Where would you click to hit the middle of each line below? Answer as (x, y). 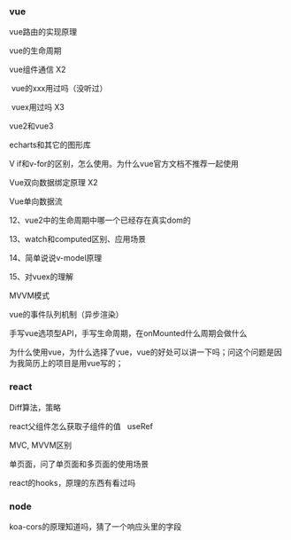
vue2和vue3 (31, 126)
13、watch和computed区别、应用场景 (78, 239)
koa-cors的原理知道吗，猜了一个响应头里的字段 (96, 526)
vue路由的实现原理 (43, 32)
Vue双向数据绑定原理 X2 (54, 183)
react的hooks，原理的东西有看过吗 (72, 482)
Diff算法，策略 (35, 407)
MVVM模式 (30, 296)
